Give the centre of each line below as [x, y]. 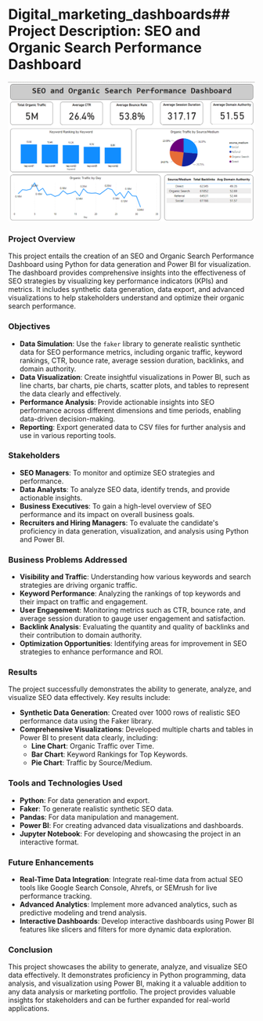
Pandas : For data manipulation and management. [99, 817]
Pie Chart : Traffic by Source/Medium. [92, 763]
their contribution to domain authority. [81, 635]
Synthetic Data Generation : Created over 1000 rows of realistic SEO [130, 713]
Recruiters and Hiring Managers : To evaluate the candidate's [119, 523]
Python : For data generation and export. [85, 800]
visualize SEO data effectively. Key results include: [89, 698]
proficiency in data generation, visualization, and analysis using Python [134, 531]
